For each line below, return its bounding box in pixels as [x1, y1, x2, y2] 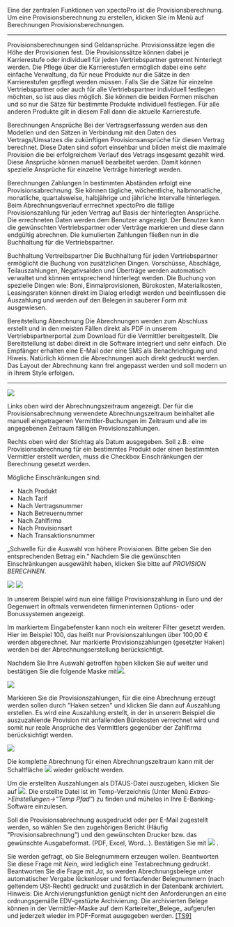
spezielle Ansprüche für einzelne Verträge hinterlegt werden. [7, 165, 182, 174]
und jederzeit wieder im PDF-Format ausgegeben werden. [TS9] [7, 912, 192, 919]
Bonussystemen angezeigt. [7, 610, 86, 618]
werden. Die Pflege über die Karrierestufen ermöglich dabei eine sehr [7, 63, 207, 71]
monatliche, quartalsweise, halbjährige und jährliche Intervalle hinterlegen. [7, 194, 221, 201]
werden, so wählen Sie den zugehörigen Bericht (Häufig [7, 823, 169, 832]
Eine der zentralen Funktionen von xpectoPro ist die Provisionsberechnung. [7, 6, 224, 14]
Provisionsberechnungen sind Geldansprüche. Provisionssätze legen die [7, 41, 215, 49]
